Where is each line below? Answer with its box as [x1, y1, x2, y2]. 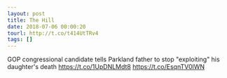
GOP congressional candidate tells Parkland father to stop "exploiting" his [7, 55, 220, 63]
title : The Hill [7, 17, 55, 24]
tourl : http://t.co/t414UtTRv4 [7, 29, 99, 37]
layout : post [7, 10, 46, 17]
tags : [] [7, 36, 33, 43]
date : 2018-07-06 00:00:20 [7, 23, 86, 30]
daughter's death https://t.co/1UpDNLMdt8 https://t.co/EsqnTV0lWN [7, 63, 205, 71]
